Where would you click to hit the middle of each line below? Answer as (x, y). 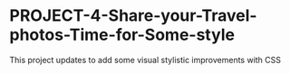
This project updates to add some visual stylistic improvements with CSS (145, 60)
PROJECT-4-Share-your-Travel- (133, 16)
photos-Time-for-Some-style (122, 35)
